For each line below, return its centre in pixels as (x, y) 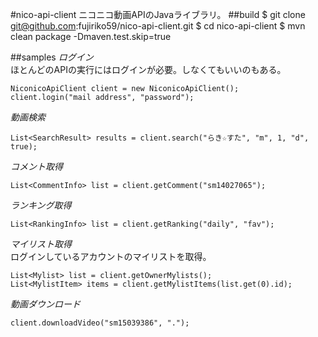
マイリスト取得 (41, 244)
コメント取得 (36, 166)
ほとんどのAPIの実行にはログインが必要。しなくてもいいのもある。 (148, 69)
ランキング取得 (41, 205)
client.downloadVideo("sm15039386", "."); (100, 323)
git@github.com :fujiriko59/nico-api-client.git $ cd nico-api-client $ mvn (158, 26)
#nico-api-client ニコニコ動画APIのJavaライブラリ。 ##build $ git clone (158, 14)
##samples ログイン (52, 57)
